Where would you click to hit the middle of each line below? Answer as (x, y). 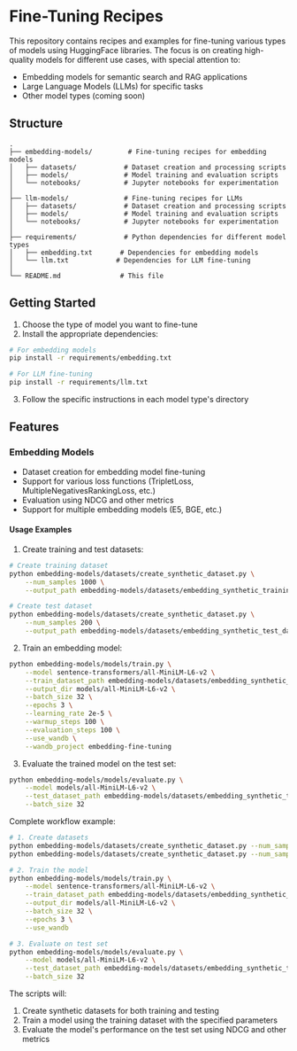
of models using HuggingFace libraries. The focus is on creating (126, 50)
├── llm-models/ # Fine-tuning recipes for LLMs (126, 198)
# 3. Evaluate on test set (59, 944)
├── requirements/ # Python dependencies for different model (148, 237)
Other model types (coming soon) (84, 96)
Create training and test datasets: (83, 549)
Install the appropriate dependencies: (90, 333)
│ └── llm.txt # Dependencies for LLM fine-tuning (130, 260)
